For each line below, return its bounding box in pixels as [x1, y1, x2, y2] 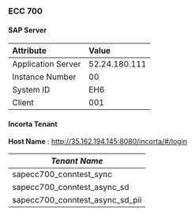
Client [12, 97, 34, 108]
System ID [12, 85, 51, 96]
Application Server [12, 59, 81, 70]
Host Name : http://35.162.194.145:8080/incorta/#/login [8, 137, 188, 146]
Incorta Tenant [8, 119, 58, 128]
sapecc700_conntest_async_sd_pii [12, 195, 142, 206]
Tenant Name [51, 156, 103, 167]
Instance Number [12, 71, 77, 82]
